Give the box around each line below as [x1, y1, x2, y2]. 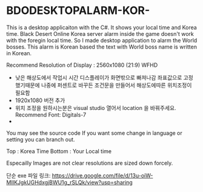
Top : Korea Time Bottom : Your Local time [6, 147, 112, 155]
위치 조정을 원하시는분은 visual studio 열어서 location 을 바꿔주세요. [15, 104, 177, 111]
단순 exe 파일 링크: [6, 171, 51, 179]
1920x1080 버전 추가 [15, 97, 65, 104]
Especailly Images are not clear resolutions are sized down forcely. [6, 159, 173, 166]
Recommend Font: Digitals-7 [15, 111, 87, 118]
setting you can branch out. [6, 135, 75, 143]
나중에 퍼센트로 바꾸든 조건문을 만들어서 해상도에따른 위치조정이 [41, 81, 192, 89]
